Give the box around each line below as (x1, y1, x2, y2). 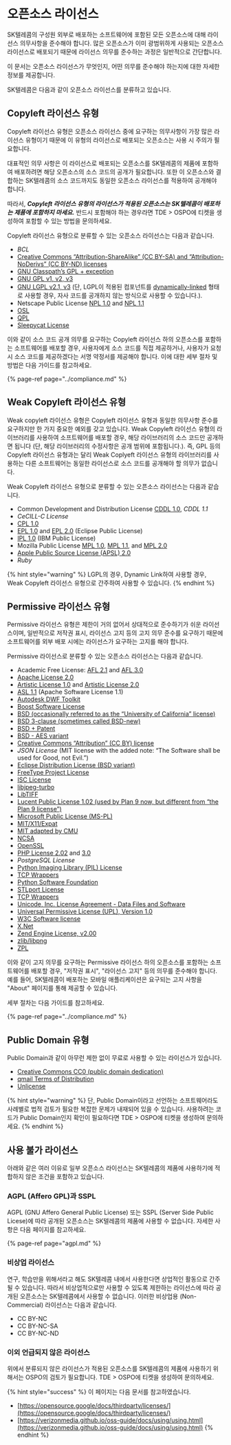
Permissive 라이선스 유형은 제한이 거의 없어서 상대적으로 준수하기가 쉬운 (7, 621, 201, 629)
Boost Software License (16, 703, 85, 711)
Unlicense (16, 1082, 46, 1090)
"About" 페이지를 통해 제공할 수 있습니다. (7, 984, 118, 992)
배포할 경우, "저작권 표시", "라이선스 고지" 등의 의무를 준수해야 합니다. (30, 967, 218, 975)
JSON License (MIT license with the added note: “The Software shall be (16, 747, 221, 755)
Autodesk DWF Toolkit (16, 695, 81, 703)
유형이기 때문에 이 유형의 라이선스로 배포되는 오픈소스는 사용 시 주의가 (25, 136, 213, 144)
